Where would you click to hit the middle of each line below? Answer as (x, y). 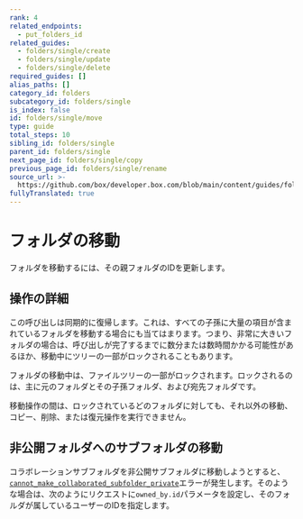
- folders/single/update (64, 59)
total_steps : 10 (40, 135)
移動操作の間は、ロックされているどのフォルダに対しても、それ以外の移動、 (151, 405)
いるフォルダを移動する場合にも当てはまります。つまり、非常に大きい (155, 333)
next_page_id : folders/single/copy (76, 160)
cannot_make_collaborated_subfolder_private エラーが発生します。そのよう (149, 482)
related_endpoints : (46, 26)
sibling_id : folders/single (62, 143)
